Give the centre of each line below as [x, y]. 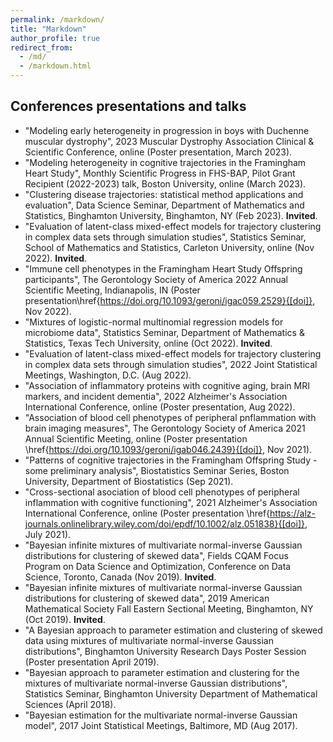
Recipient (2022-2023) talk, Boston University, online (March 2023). [165, 183]
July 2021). [48, 534]
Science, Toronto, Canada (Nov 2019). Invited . [120, 577]
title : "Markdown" [48, 29]
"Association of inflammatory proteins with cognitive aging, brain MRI [167, 385]
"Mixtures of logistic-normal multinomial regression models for [154, 322]
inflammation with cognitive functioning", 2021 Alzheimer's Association [171, 502]
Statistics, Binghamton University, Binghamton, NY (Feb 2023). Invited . [171, 215]
